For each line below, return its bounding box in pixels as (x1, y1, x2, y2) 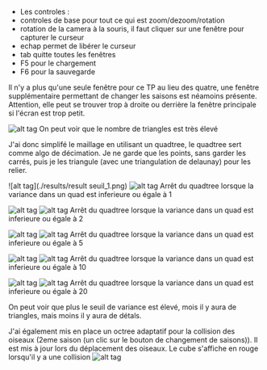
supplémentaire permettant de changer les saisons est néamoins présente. (8, 91, 257, 100)
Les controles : (19, 7, 70, 16)
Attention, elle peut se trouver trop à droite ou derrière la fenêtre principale (8, 100, 257, 109)
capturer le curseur (19, 32, 85, 42)
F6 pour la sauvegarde (19, 67, 95, 76)
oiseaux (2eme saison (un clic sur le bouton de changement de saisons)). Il (8, 335, 258, 344)
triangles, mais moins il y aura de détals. (8, 311, 142, 320)
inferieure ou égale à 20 (8, 287, 88, 296)
